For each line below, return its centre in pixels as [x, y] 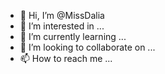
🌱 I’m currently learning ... [73, 36]
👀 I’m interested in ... [62, 26]
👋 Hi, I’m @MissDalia [62, 15]
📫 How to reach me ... [66, 58]
